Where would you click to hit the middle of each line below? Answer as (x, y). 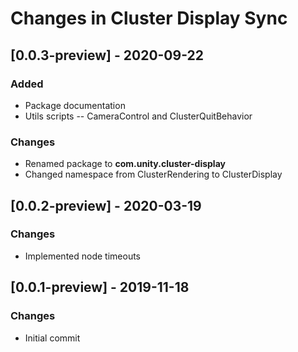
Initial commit (52, 338)
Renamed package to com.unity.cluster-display (125, 164)
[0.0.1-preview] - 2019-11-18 (100, 287)
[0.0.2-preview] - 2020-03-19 (106, 205)
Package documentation (75, 105)
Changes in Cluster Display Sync (149, 18)
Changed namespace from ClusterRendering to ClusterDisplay (153, 174)
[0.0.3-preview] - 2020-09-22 (107, 55)
